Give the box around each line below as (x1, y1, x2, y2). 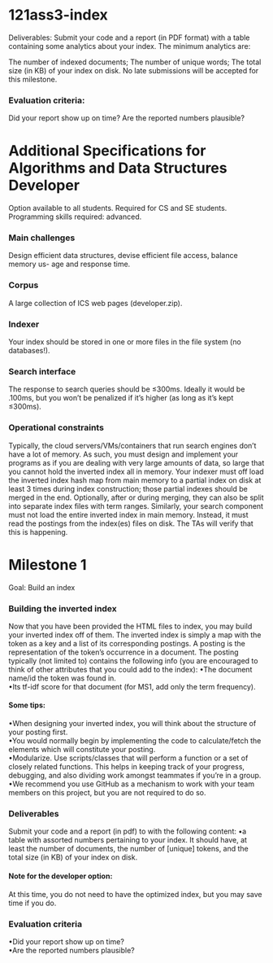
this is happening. (8, 527, 68, 536)
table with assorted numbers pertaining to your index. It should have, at (8, 835, 248, 845)
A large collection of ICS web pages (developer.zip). (8, 298, 183, 308)
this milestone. (8, 74, 58, 84)
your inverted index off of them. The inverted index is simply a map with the (8, 629, 262, 640)
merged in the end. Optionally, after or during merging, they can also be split (8, 492, 264, 502)
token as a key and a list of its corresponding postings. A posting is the (8, 638, 245, 648)
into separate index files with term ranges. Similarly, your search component (8, 501, 264, 510)
